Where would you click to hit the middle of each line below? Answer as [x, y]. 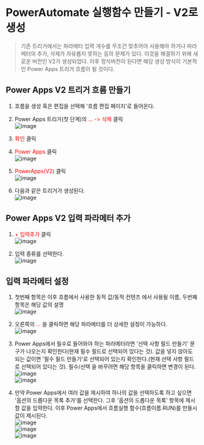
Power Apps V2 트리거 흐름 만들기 [68, 90]
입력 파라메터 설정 [37, 281]
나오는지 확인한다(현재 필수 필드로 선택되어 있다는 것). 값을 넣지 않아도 [109, 351]
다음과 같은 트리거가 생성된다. [50, 190]
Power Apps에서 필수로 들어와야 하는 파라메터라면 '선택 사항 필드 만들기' [101, 344]
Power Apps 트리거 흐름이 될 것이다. [71, 69]
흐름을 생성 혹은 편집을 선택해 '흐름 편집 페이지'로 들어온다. [85, 106]
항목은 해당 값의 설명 [39, 305]
